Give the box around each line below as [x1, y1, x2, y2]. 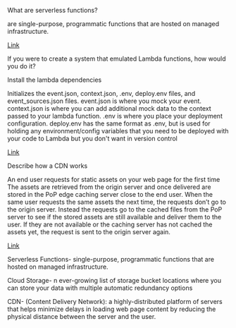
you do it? [7, 62, 37, 70]
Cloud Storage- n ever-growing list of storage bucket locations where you [7, 277, 222, 284]
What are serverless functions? [7, 6, 98, 14]
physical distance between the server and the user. [7, 312, 156, 320]
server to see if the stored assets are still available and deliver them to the [7, 213, 222, 221]
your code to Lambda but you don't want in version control [7, 134, 178, 142]
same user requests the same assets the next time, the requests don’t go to [7, 198, 227, 206]
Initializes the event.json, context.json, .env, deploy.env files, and [7, 90, 196, 97]
